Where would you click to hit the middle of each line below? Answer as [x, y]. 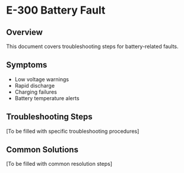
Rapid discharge [35, 85]
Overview [25, 32]
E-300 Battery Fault [56, 10]
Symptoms [27, 65]
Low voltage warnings [42, 79]
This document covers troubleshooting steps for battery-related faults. [93, 46]
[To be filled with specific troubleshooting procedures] [73, 131]
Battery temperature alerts [47, 98]
